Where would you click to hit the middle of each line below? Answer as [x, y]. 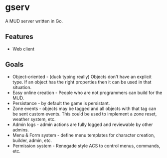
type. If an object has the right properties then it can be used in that [82, 82]
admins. [20, 129]
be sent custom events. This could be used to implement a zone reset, [84, 113]
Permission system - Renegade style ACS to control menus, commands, [86, 145]
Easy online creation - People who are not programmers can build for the [87, 92]
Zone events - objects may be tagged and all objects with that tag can [84, 108]
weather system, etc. [34, 119]
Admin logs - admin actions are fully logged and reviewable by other [83, 124]
